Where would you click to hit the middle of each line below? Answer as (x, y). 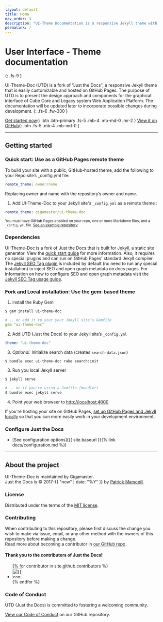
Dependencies (23, 237)
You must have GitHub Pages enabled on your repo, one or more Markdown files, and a (78, 221)
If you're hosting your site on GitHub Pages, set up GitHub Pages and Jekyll (81, 411)
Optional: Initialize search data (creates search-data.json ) (70, 352)
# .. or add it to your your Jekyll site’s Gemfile (58, 320)
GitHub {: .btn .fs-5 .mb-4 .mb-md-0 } (42, 126)
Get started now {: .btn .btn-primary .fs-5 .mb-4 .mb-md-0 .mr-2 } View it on (81, 120)
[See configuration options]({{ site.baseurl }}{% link (64, 440)
